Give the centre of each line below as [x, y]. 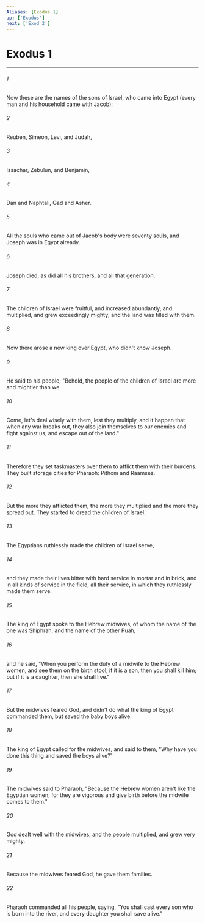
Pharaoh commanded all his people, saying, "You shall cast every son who [100, 907]
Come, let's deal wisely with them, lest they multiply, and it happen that [96, 420]
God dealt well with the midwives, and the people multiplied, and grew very [101, 835]
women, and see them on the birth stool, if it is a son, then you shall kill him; [102, 670]
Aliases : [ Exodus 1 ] [33, 12]
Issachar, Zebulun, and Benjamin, [48, 170]
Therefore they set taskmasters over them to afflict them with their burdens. [102, 466]
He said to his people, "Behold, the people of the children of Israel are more [101, 381]
